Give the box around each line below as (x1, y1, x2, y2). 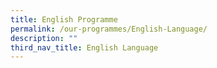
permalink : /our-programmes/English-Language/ (10, 24, 208, 34)
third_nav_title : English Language (10, 42, 159, 53)
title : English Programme (10, 14, 118, 25)
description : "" (10, 33, 78, 43)
